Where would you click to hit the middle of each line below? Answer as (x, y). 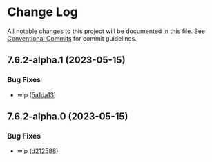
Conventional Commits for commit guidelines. (72, 38)
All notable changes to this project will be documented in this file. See (106, 31)
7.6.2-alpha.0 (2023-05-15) (68, 117)
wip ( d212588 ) (38, 151)
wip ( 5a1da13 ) (37, 94)
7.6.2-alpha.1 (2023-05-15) (66, 60)
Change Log (42, 12)
